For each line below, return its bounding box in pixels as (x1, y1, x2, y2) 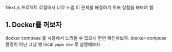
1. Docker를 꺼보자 (5, 21, 62, 29)
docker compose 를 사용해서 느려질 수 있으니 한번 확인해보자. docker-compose (5, 35, 167, 41)
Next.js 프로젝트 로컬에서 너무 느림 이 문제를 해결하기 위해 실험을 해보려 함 (5, 5, 154, 10)
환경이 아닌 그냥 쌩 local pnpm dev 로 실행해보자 (5, 41, 101, 47)
